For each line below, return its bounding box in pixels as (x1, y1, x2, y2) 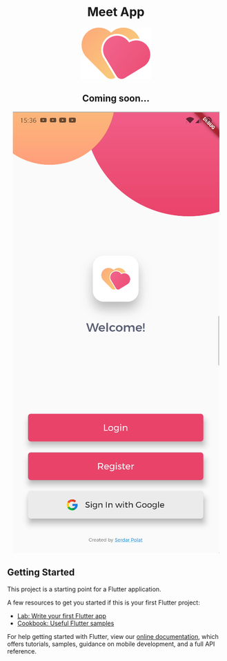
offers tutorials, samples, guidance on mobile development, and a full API (7, 640, 215, 648)
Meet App (87, 4, 145, 20)
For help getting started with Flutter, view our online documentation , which (7, 632, 219, 640)
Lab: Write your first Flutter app (17, 611, 107, 620)
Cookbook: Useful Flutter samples (17, 619, 115, 627)
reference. (7, 647, 37, 655)
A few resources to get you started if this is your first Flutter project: (7, 598, 200, 606)
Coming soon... (81, 92, 150, 104)
